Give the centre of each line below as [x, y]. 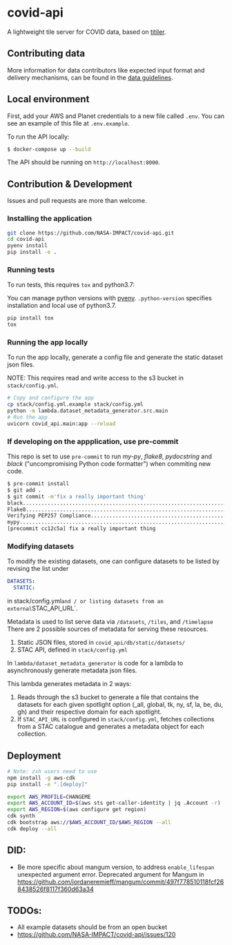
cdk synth [21, 816]
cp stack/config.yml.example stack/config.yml [75, 405]
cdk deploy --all [32, 829]
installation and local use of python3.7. [62, 306]
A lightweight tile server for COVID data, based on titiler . [87, 32]
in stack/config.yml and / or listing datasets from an [85, 601]
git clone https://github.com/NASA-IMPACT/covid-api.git [91, 233]
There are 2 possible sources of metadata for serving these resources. [108, 629]
